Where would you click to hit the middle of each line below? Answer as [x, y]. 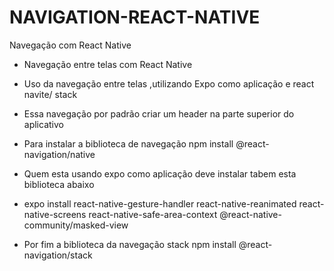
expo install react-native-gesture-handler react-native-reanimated [160, 203]
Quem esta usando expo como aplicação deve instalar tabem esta [160, 173]
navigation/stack [58, 255]
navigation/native [59, 154]
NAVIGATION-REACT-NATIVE [135, 17]
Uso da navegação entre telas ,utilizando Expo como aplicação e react [169, 83]
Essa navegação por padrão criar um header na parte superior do [159, 113]
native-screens [55, 214]
